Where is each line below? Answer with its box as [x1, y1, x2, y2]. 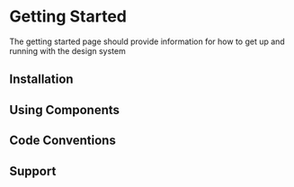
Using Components [9, 102, 120, 118]
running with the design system [9, 45, 126, 56]
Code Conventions [9, 133, 117, 148]
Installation [9, 72, 74, 87]
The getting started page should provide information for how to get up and [9, 36, 285, 47]
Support [9, 164, 57, 179]
